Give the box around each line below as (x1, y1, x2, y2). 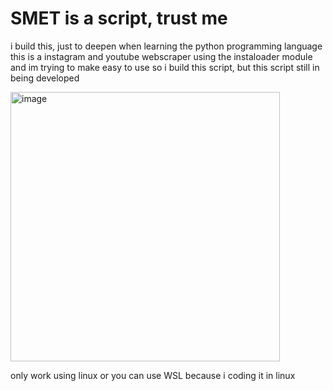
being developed (10, 72, 80, 84)
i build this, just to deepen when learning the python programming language (10, 40, 323, 52)
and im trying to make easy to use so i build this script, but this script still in (10, 61, 320, 73)
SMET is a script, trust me (10, 7, 228, 30)
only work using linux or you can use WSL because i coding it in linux (10, 369, 296, 381)
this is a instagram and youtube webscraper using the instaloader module (10, 50, 313, 62)
